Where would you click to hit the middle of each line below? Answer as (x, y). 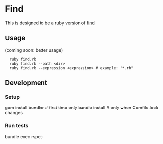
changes (14, 113)
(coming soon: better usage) (34, 50)
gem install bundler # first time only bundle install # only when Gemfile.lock (82, 108)
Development (26, 83)
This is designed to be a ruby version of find (50, 23)
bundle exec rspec (24, 136)
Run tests (17, 126)
